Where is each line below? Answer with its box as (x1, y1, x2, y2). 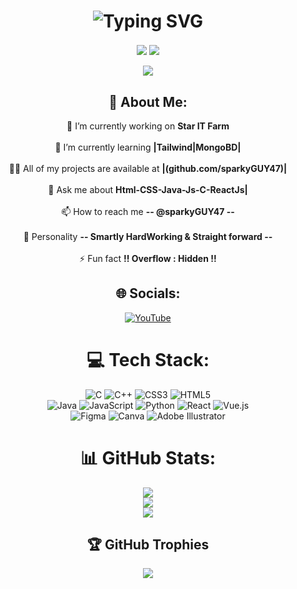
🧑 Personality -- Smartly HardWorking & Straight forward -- (23, 230, 273, 242)
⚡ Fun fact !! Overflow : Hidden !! (79, 252, 217, 264)
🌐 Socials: (115, 285, 181, 302)
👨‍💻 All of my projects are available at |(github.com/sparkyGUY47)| (8, 162, 288, 174)
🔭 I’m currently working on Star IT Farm (66, 120, 230, 132)
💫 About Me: (108, 93, 188, 110)
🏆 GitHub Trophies (86, 536, 210, 553)
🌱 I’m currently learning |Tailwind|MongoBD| (54, 141, 242, 153)
